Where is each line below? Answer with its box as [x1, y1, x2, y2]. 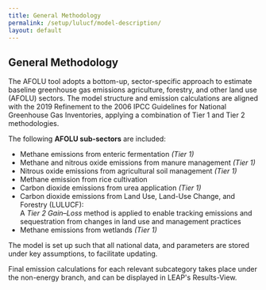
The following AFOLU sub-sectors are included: [8, 134, 167, 143]
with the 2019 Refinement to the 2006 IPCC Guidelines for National [8, 102, 227, 112]
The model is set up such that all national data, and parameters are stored [8, 241, 250, 250]
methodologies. [8, 119, 60, 128]
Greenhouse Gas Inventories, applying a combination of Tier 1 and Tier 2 [8, 110, 245, 120]
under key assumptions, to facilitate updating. [8, 249, 158, 258]
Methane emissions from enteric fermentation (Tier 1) [19, 150, 195, 159]
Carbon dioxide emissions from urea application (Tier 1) [19, 183, 202, 193]
